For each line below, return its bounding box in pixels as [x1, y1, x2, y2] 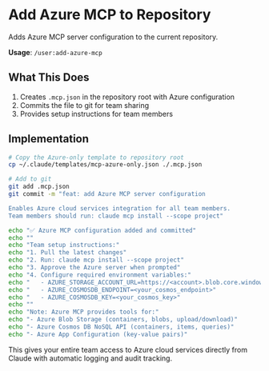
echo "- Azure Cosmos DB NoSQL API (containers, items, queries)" [8, 323, 235, 331]
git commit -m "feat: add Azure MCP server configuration [8, 190, 206, 198]
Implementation [8, 132, 90, 146]
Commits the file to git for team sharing [19, 100, 150, 110]
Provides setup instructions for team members [19, 109, 174, 118]
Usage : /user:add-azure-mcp [8, 47, 102, 57]
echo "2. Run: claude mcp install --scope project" [8, 256, 184, 265]
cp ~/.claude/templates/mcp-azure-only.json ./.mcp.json [8, 161, 203, 169]
